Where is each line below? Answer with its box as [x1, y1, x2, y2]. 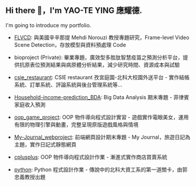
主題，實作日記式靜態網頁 [14, 141, 77, 148]
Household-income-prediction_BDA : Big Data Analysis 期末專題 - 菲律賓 [14, 93, 190, 100]
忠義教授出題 [14, 173, 45, 180]
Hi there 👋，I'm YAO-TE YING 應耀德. [5, 5, 142, 16]
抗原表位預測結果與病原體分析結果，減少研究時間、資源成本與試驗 [19, 61, 180, 68]
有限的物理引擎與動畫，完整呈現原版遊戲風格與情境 [14, 120, 139, 128]
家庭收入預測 [14, 101, 45, 108]
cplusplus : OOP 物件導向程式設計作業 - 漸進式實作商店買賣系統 [14, 153, 168, 161]
